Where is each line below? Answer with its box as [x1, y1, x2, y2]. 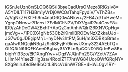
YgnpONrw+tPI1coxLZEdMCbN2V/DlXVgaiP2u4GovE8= [5, 20, 118, 25]
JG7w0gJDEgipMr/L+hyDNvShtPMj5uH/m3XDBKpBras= [5, 35, 120, 41]
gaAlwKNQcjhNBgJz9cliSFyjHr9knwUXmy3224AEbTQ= [5, 41, 119, 46]
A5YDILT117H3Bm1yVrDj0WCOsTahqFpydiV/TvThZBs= [5, 9, 116, 15]
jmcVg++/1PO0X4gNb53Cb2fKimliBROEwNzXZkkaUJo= [5, 30, 119, 36]
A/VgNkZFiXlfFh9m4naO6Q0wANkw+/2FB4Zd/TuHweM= [5, 15, 123, 20]
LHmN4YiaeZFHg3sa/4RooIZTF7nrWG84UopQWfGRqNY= [5, 56, 124, 62]
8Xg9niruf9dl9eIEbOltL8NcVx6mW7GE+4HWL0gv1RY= [5, 61, 117, 67]
